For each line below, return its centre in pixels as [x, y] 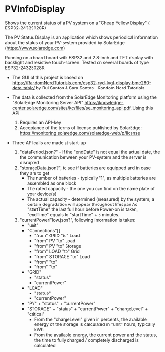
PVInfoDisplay [35, 9]
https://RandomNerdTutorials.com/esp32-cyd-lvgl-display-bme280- [82, 83]
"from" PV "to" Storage [58, 246]
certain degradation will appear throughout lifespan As [82, 204]
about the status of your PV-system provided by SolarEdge [65, 42]
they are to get [34, 173]
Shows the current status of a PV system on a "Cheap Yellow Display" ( [78, 23]
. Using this [142, 108]
